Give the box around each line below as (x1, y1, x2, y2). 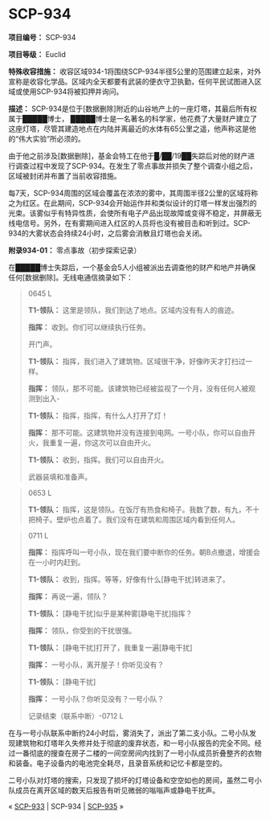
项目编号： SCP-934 (8, 32, 76, 42)
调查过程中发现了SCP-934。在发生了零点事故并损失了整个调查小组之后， (14, 161, 257, 170)
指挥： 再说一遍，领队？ (27, 592, 108, 601)
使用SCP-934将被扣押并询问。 (22, 86, 124, 96)
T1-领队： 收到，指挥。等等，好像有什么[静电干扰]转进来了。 (27, 574, 230, 584)
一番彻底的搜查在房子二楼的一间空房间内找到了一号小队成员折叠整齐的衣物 (14, 748, 262, 758)
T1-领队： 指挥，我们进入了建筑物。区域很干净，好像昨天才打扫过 (27, 356, 246, 366)
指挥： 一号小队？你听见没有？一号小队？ (27, 694, 165, 703)
